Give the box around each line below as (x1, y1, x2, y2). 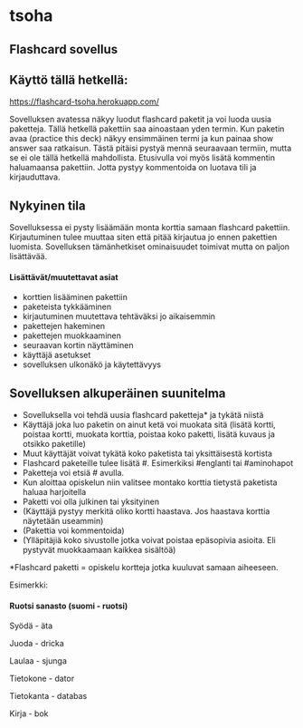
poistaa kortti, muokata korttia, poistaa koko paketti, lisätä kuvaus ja (22, 429, 276, 440)
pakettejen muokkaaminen (22, 330, 122, 341)
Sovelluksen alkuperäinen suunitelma (9, 385, 226, 401)
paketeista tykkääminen (22, 301, 111, 313)
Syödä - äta (9, 620, 53, 631)
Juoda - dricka (9, 638, 65, 649)
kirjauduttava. (9, 171, 61, 182)
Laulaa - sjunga (9, 655, 68, 666)
